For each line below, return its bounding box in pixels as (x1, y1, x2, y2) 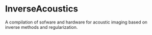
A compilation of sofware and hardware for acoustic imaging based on (5, 19, 148, 25)
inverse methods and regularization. (5, 24, 78, 30)
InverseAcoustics (5, 3, 78, 14)
